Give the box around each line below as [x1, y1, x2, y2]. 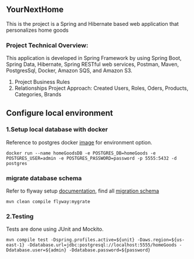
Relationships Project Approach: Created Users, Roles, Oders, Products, [14, 85, 189, 92]
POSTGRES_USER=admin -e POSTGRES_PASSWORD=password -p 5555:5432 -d [6, 155, 177, 161]
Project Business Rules [14, 79, 70, 86]
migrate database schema [6, 174, 82, 182]
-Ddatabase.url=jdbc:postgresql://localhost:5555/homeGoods [27, 242, 177, 248]
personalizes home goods [6, 26, 69, 33]
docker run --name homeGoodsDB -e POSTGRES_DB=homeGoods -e [6, 150, 156, 156]
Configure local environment [6, 108, 113, 118]
